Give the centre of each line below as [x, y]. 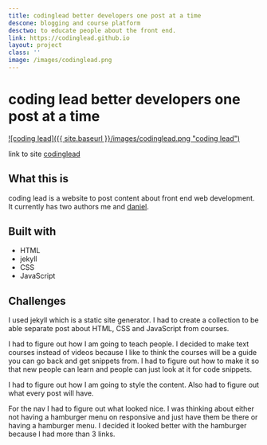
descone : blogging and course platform [75, 23]
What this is [39, 179]
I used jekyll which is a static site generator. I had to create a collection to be [133, 320]
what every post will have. [51, 393]
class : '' [25, 53]
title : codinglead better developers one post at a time [105, 16]
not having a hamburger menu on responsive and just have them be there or [133, 417]
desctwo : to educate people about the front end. [92, 30]
